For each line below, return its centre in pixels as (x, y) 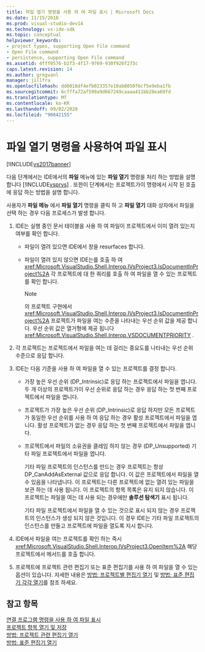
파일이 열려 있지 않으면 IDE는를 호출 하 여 (73, 260)
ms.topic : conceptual (34, 35)
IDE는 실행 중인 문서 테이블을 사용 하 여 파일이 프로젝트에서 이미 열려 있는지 (105, 226)
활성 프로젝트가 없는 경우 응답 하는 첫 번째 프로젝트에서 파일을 (111, 425)
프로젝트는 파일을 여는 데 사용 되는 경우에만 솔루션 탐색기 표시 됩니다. (106, 497)
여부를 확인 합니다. (37, 234)
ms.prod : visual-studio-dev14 (45, 23)
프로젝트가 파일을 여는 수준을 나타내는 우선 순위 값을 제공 (119, 321)
